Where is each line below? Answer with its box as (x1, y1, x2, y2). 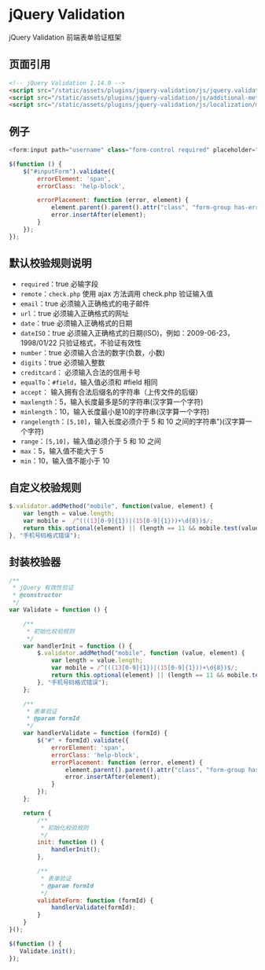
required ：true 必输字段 (20, 279, 99, 288)
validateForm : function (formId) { (37, 896, 154, 905)
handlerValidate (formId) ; (50, 904, 136, 912)
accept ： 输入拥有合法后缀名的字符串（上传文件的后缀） (20, 387, 203, 396)
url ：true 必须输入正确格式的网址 (20, 308, 129, 318)
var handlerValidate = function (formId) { (23, 729, 168, 737)
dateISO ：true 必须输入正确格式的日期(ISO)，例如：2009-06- (20, 328, 219, 337)
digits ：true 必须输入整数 (20, 358, 105, 367)
